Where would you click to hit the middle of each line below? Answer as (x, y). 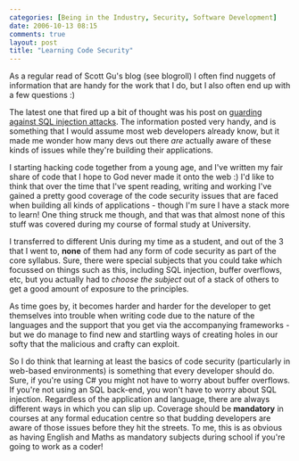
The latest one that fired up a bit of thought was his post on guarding (136, 112)
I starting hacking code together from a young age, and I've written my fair (146, 168)
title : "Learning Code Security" (71, 51)
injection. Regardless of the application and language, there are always (140, 399)
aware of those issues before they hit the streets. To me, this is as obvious (146, 428)
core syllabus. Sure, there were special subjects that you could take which (146, 260)
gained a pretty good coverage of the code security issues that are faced (144, 196)
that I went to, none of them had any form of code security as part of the (143, 251)
